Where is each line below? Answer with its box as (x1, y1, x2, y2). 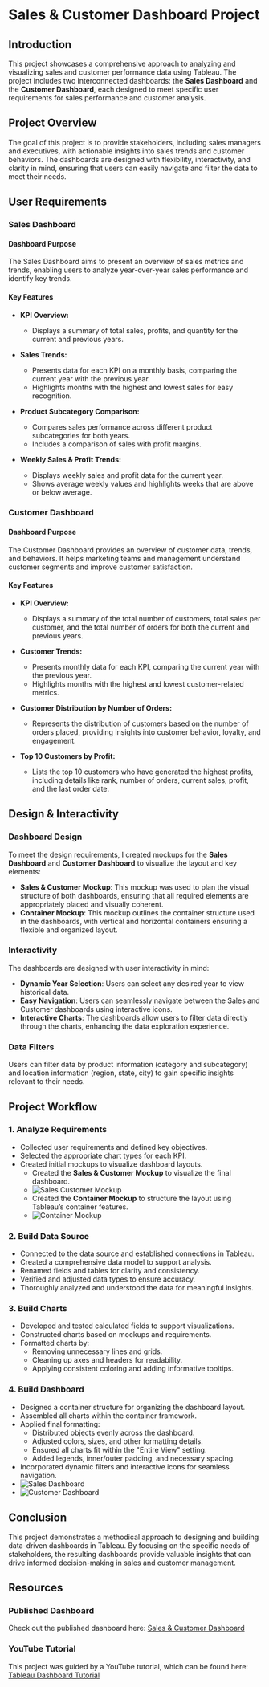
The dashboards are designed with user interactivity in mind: (8, 963, 210, 972)
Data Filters (8, 1041, 55, 1053)
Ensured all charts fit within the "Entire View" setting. (31, 1445, 207, 1454)
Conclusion (8, 1511, 67, 1525)
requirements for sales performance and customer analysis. (8, 93, 206, 102)
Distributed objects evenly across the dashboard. (31, 1428, 195, 1437)
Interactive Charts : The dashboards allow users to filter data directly (19, 1013, 249, 1022)
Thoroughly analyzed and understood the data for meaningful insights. (19, 1283, 255, 1293)
